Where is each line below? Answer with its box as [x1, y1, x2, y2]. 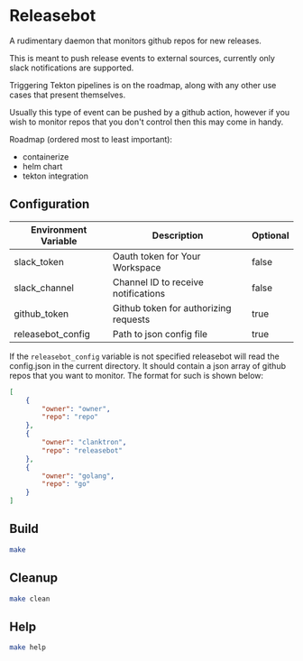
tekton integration [22, 170, 88, 181]
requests [112, 313, 151, 326]
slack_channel [14, 281, 75, 294]
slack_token [14, 255, 65, 268]
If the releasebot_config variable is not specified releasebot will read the [9, 351, 280, 362]
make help [9, 643, 47, 652]
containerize [22, 151, 69, 162]
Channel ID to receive [112, 276, 205, 289]
